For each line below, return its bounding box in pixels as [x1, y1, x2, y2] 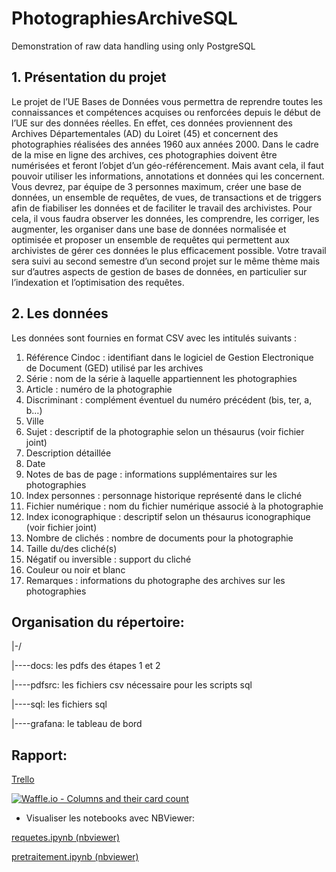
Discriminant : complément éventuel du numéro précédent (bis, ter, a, [25, 393, 313, 406]
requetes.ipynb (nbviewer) [11, 832, 121, 844]
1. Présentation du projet [11, 69, 167, 86]
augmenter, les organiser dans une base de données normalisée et [11, 223, 287, 235]
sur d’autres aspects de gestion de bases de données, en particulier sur [11, 265, 308, 277]
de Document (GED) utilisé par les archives [25, 362, 204, 374]
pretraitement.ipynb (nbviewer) [11, 851, 139, 863]
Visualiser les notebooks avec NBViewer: [25, 812, 196, 824]
